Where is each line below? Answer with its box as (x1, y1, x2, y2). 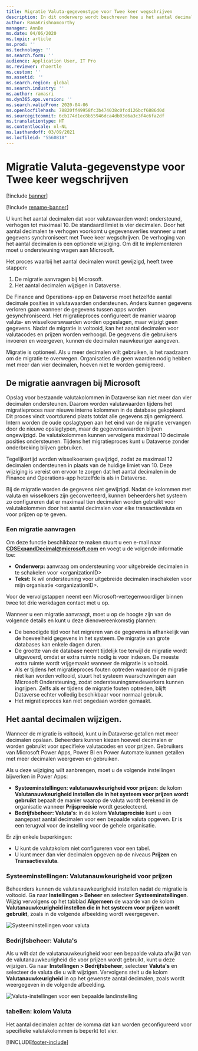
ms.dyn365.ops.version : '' (6, 96, 72, 102)
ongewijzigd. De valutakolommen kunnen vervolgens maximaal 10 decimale (6, 431, 190, 438)
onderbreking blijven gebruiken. (6, 444, 84, 451)
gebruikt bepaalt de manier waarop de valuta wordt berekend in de (14, 797, 179, 804)
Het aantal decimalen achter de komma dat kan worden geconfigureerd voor (6, 1021, 192, 1028)
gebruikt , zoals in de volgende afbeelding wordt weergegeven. (6, 910, 160, 917)
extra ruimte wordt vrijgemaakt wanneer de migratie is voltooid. (14, 659, 169, 666)
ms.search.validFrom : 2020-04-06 (6, 101, 88, 108)
